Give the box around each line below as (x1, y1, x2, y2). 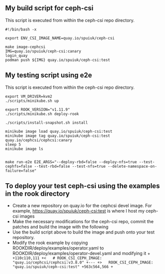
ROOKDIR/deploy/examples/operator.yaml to (12, 245, 104, 251)
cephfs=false (5, 164, 32, 169)
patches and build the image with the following (12, 224, 109, 230)
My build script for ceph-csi (5, 4, 94, 12)
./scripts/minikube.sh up (5, 98, 59, 103)
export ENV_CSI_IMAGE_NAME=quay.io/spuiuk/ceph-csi (5, 35, 115, 40)
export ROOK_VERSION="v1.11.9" (5, 107, 70, 112)
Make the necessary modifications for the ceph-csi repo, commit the (12, 219, 154, 225)
